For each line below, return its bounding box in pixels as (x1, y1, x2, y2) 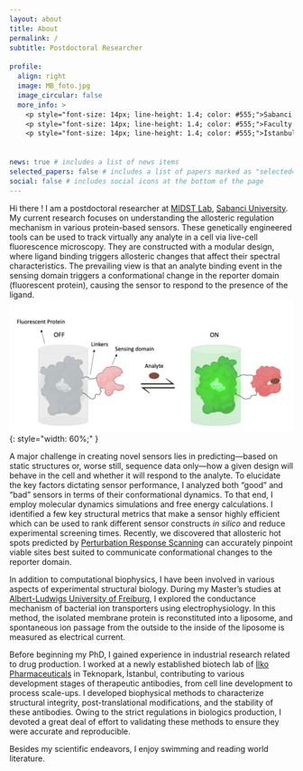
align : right (17, 72, 67, 81)
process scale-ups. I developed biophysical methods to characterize (9, 687, 264, 698)
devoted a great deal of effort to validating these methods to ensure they (9, 716, 280, 727)
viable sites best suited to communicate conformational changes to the (9, 547, 273, 558)
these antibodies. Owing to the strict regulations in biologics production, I (9, 706, 281, 718)
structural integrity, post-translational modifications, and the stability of (9, 697, 273, 708)
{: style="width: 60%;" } (9, 433, 99, 444)
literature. (9, 753, 45, 764)
